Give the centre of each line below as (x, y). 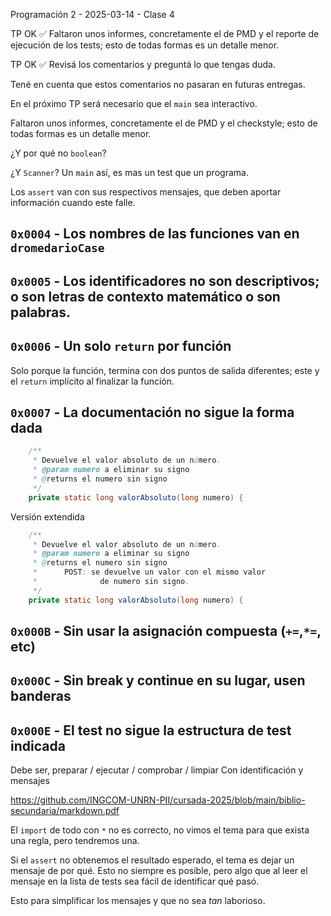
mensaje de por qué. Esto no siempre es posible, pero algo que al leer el (159, 871)
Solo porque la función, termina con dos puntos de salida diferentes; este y (165, 370)
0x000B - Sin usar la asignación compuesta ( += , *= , (166, 631)
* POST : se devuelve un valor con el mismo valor (149, 572)
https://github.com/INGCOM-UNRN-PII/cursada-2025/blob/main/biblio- (158, 800)
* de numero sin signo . (111, 582)
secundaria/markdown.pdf (65, 811)
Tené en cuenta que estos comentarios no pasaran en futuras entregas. (158, 84)
